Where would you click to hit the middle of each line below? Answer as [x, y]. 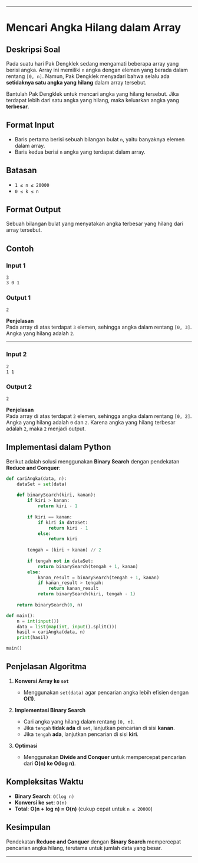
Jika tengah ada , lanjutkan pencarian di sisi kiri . [81, 734]
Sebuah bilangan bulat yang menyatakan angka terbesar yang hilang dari [95, 224]
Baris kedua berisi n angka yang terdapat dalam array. [80, 152]
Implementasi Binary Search [50, 710]
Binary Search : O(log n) [44, 796]
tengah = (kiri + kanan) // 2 [64, 550]
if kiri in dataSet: [63, 523]
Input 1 [16, 265]
